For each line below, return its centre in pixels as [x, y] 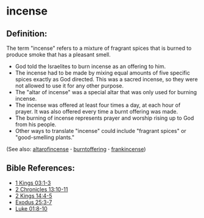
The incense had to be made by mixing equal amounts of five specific [103, 73]
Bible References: [40, 168]
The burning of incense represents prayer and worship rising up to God [104, 118]
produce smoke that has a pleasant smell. [58, 55]
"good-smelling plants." [45, 137]
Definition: [27, 34]
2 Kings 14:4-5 [34, 196]
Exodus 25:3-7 [33, 202]
